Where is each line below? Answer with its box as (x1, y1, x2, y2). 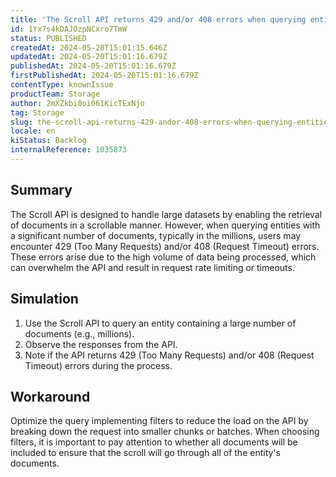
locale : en (10, 126, 56, 136)
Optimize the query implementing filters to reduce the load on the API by (10, 415, 309, 427)
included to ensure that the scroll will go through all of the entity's (10, 447, 281, 459)
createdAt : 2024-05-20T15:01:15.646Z (10, 42, 168, 53)
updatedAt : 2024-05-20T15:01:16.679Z (10, 52, 168, 62)
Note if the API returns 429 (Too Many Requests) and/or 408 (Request (24, 349, 315, 361)
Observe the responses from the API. (24, 338, 178, 350)
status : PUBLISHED (10, 33, 87, 43)
